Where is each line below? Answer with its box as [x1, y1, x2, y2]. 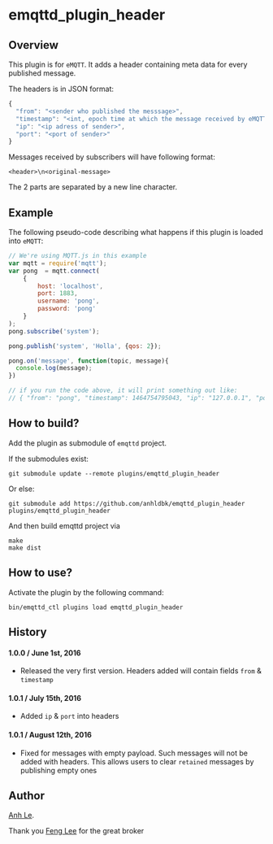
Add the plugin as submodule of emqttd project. [8, 437, 167, 448]
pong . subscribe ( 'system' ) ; [8, 327, 100, 335]
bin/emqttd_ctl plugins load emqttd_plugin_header [8, 603, 184, 611]
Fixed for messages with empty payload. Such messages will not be [19, 748, 248, 758]
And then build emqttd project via [8, 520, 120, 530]
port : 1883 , [37, 289, 79, 298]
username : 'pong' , [37, 297, 100, 306]
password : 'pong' [37, 305, 96, 313]
